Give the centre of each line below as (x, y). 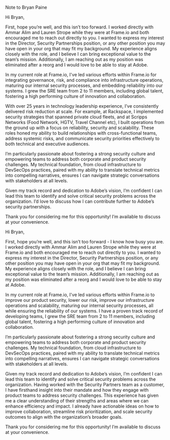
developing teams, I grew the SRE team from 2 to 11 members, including (80, 316)
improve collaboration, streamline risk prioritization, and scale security (79, 412)
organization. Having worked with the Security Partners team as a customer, (85, 385)
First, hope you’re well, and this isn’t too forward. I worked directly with (79, 27)
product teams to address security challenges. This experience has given (82, 395)
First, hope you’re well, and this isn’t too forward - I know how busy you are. (84, 242)
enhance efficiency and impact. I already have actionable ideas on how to (82, 406)
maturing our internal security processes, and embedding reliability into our (84, 85)
